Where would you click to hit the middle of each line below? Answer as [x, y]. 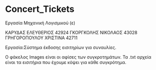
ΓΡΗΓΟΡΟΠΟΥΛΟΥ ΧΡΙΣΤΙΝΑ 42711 [41, 38]
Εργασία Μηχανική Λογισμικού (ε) [40, 23]
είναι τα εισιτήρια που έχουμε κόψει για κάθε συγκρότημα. [66, 62]
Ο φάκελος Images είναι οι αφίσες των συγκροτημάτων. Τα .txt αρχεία [78, 57]
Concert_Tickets [40, 9]
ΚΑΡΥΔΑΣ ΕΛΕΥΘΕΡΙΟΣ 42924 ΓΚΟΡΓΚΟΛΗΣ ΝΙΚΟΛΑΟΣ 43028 [71, 32]
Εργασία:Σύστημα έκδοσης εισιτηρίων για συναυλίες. [61, 47]
